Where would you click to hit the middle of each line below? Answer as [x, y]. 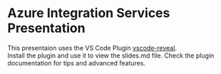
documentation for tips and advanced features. [77, 63]
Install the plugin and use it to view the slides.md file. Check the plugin [111, 55]
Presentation [46, 28]
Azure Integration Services [89, 13]
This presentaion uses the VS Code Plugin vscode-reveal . [92, 48]
